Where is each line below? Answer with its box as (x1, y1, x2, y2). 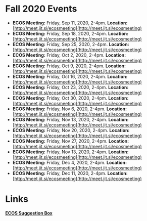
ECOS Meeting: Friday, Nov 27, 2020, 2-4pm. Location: (12, 138, 129, 144)
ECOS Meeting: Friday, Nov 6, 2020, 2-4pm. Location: (12, 106, 127, 112)
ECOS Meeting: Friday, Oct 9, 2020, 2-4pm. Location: (12, 63, 126, 69)
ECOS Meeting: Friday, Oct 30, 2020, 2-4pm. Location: (12, 95, 129, 101)
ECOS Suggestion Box (5, 210, 53, 216)
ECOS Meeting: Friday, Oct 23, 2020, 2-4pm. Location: (12, 84, 129, 90)
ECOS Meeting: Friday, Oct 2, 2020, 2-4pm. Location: (12, 52, 126, 58)
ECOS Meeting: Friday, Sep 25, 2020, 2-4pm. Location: (12, 41, 130, 47)
